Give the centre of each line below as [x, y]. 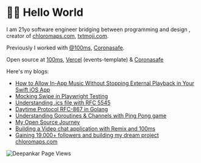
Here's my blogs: [28, 71]
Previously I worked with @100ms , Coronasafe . [65, 48]
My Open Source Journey [48, 122]
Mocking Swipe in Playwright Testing [62, 96]
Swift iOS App [33, 89]
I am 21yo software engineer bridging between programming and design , [98, 29]
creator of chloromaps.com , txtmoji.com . [58, 35]
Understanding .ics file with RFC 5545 [63, 103]
